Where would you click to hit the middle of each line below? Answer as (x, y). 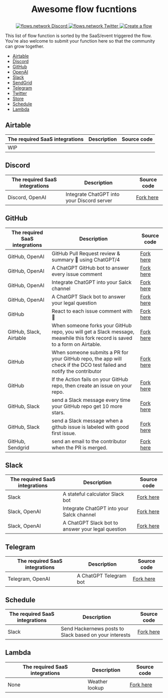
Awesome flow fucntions (84, 9)
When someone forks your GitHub (92, 325)
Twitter (20, 93)
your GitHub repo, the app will (87, 358)
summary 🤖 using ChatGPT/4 (86, 260)
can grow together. (25, 47)
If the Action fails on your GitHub (90, 379)
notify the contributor (76, 371)
